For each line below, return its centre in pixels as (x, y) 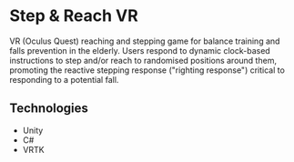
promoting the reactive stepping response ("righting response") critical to (147, 70)
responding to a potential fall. (64, 79)
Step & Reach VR (74, 16)
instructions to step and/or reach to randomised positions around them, (143, 60)
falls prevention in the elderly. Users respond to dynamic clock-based (140, 50)
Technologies (49, 109)
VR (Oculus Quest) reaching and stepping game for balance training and (145, 41)
